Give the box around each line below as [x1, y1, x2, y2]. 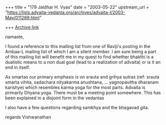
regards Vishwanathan [5, 114, 51, 120]
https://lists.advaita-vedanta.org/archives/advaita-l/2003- [7, 9, 125, 15]
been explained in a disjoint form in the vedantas [5, 95, 105, 101]
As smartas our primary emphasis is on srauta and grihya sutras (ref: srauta [5, 74, 160, 80]
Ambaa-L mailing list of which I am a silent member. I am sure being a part [5, 49, 157, 54]
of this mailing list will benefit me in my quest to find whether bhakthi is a [5, 54, 154, 60]
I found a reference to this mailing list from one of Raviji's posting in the [5, 43, 151, 49]
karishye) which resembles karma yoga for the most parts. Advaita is [5, 84, 146, 90]
